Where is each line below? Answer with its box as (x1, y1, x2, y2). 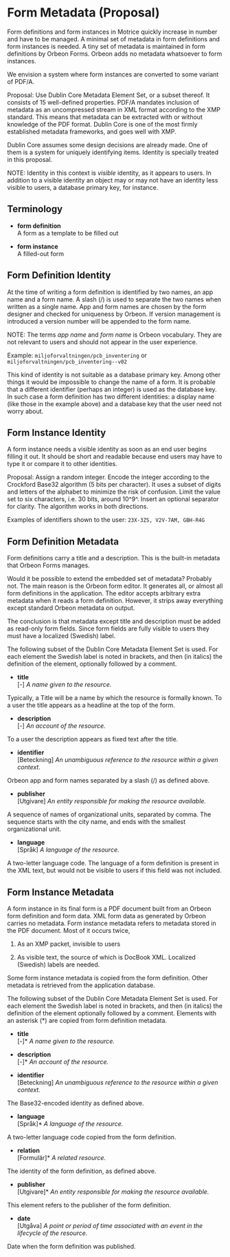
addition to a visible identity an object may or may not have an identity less (7, 176, 218, 184)
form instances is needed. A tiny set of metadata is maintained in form (7, 42, 206, 50)
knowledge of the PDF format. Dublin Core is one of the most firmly (7, 120, 198, 128)
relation (16, 1146, 40, 1154)
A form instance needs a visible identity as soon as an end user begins (7, 445, 207, 454)
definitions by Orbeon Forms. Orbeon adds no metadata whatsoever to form (7, 50, 222, 58)
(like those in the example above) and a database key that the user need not (7, 399, 222, 408)
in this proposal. (7, 155, 53, 163)
